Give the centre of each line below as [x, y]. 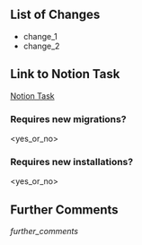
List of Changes [55, 15]
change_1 [40, 36]
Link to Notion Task [65, 74]
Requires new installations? [72, 162]
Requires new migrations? [68, 118]
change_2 [41, 46]
